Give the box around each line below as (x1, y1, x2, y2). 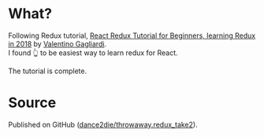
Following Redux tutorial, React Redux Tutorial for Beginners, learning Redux (8, 31, 256, 40)
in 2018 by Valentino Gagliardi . (8, 39, 107, 48)
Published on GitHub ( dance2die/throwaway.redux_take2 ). (8, 120, 199, 129)
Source (8, 94, 57, 112)
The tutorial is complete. (8, 66, 87, 76)
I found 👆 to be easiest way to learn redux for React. (8, 48, 179, 57)
